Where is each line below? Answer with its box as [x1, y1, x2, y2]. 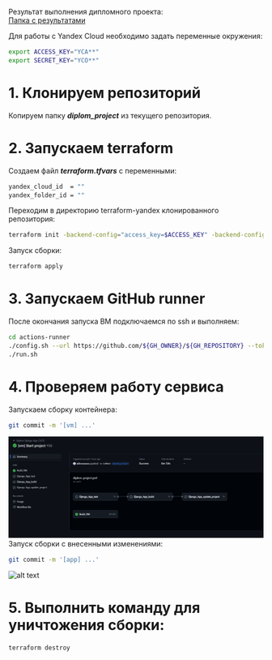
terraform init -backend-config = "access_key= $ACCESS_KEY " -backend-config [8, 231, 266, 239]
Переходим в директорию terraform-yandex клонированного [8, 206, 219, 216]
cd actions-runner [8, 333, 70, 341]
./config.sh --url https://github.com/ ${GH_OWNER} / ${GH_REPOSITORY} [8, 341, 244, 349]
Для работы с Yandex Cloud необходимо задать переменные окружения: [8, 32, 263, 41]
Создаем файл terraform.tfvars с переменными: [8, 165, 177, 175]
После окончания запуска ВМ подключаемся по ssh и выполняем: [8, 316, 240, 327]
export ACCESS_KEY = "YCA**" [8, 48, 100, 56]
